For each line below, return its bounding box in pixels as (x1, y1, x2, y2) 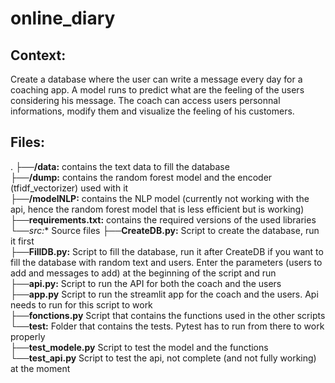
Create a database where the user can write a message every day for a (10, 73, 303, 85)
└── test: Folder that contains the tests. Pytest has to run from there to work (10, 320, 325, 332)
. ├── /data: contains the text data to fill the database (10, 160, 230, 172)
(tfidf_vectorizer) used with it (10, 182, 129, 194)
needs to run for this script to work (10, 298, 153, 311)
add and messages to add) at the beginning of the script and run (10, 267, 277, 279)
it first (10, 235, 35, 247)
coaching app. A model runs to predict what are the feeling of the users (10, 84, 305, 96)
